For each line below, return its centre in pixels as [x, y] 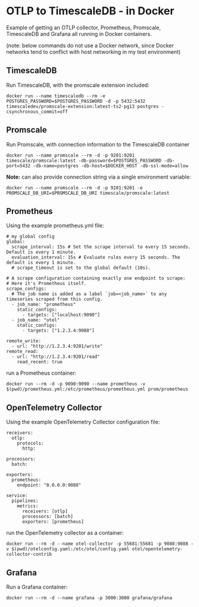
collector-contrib [29, 554]
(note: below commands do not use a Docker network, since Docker [90, 45]
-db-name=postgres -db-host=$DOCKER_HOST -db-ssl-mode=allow [110, 165]
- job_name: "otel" [36, 320]
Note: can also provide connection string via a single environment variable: [99, 177]
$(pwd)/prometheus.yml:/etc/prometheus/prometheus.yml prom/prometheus [97, 390]
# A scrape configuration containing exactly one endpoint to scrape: [96, 278]
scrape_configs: [26, 289]
